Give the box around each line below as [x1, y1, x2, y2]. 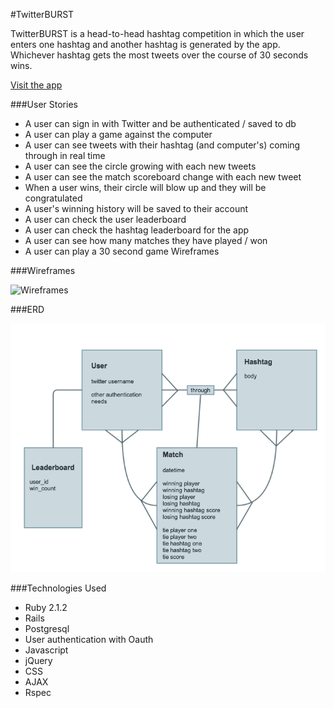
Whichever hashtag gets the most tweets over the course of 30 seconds [10, 49, 309, 61]
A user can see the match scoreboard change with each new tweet [24, 171, 302, 183]
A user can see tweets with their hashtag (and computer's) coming [24, 139, 301, 151]
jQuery [24, 654, 53, 666]
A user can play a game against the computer [24, 129, 213, 140]
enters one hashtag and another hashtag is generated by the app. [10, 39, 281, 50]
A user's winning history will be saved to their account [24, 203, 249, 214]
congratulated [24, 192, 83, 204]
